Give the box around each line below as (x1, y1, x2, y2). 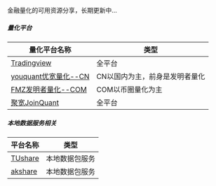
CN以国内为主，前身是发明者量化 (96, 71, 205, 81)
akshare (11, 166, 37, 176)
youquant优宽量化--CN (11, 71, 90, 81)
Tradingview (11, 58, 52, 68)
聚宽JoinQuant (11, 97, 60, 107)
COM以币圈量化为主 (96, 85, 163, 94)
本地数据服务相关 (7, 118, 57, 127)
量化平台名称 (29, 45, 72, 55)
